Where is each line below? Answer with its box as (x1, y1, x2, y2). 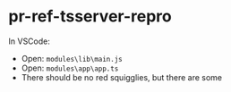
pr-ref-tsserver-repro (8, 6, 172, 27)
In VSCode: (8, 36, 50, 46)
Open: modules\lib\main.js (21, 53, 123, 63)
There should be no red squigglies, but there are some (21, 71, 223, 82)
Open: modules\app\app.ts (21, 63, 119, 73)
